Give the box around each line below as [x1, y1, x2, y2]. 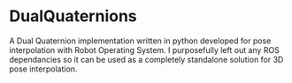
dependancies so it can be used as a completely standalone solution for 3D [9, 54, 284, 64]
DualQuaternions [9, 6, 137, 26]
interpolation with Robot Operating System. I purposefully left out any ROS [9, 44, 280, 55]
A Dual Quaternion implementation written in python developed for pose [9, 35, 272, 46]
